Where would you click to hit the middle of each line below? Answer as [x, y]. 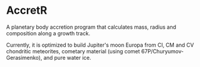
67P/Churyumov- [162, 51]
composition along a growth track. [48, 33]
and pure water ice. [67, 57]
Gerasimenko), [24, 57]
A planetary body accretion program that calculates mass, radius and [91, 27]
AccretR [27, 10]
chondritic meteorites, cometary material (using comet [73, 51]
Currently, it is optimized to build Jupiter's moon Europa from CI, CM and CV [100, 45]
